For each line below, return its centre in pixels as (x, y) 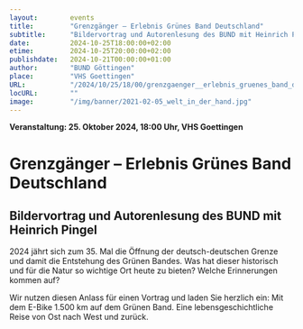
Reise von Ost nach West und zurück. (79, 317)
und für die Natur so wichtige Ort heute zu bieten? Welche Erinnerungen (143, 270)
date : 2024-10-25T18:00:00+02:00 (90, 43)
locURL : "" (44, 93)
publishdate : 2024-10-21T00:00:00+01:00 (90, 59)
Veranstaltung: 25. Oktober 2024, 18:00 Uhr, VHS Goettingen (126, 127)
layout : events (52, 18)
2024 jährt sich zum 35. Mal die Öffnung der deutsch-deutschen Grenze (144, 251)
